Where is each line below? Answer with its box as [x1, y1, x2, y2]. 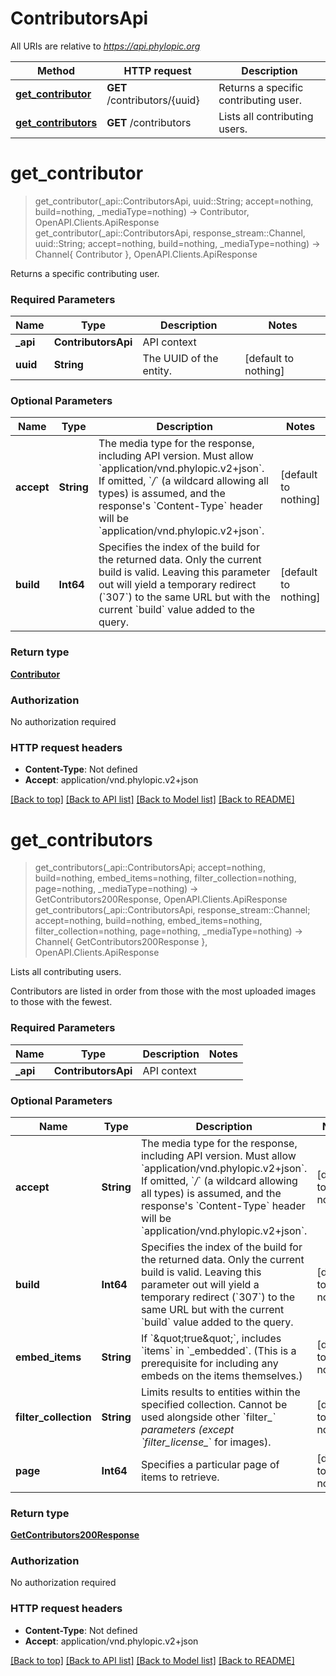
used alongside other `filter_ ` [140, 1410, 276, 1424]
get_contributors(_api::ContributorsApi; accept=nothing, [34, 862, 266, 874]
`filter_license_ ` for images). [140, 1435, 272, 1449]
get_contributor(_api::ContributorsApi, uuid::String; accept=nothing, [34, 195, 314, 207]
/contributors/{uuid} [106, 93, 200, 107]
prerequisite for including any [140, 1356, 279, 1370]
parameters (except [140, 1422, 235, 1436]
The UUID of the [142, 352, 219, 366]
